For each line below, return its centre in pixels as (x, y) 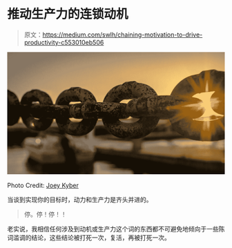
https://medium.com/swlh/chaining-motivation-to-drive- (123, 35)
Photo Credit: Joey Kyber (43, 185)
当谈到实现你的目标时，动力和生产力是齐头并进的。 (80, 199)
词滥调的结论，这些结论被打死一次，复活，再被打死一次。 (89, 237)
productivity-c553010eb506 (64, 42)
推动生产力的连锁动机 (68, 14)
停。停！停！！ (45, 214)
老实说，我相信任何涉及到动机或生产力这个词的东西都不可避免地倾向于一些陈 (116, 229)
